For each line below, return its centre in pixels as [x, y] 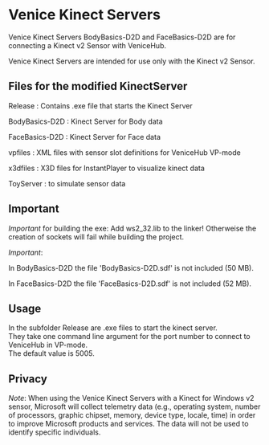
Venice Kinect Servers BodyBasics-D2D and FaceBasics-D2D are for [122, 37]
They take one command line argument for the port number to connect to [129, 337]
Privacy [28, 379]
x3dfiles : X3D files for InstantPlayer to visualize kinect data [106, 168]
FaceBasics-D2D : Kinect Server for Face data [84, 137]
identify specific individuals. [55, 432]
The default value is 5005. [51, 353]
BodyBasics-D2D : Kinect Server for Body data [86, 121]
